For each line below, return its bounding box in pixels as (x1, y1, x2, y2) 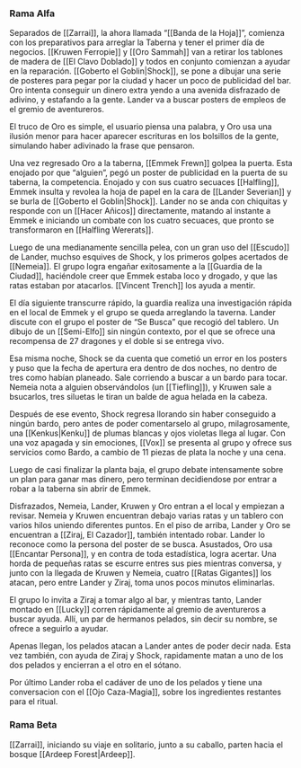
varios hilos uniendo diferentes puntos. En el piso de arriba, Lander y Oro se (9, 520, 291, 531)
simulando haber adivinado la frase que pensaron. (9, 140, 195, 151)
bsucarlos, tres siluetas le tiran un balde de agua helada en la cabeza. (9, 392, 268, 402)
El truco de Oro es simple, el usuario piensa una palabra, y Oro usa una (9, 121, 272, 132)
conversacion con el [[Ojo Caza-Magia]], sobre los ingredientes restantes (9, 686, 281, 698)
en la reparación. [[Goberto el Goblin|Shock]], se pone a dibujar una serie (9, 66, 281, 76)
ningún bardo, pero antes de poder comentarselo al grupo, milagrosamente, (9, 419, 290, 429)
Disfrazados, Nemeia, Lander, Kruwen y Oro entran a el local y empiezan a (9, 501, 285, 512)
